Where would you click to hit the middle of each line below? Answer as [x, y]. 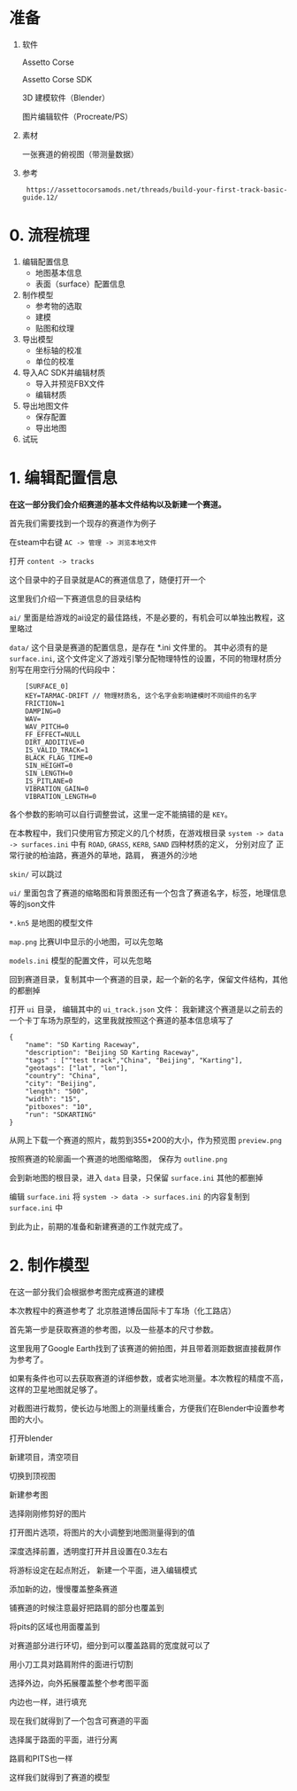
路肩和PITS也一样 [41, 1758]
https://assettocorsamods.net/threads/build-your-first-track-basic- [157, 190]
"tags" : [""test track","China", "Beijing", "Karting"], [134, 1060]
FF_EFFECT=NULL [53, 734]
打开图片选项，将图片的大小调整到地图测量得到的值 [102, 1532]
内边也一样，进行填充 [48, 1701]
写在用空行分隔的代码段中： [67, 669]
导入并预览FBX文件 [70, 383]
